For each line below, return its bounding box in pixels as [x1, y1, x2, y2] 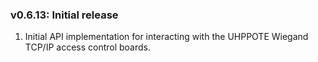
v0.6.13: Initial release [10, 8, 119, 22]
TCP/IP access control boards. [24, 41, 152, 53]
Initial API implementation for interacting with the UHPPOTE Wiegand [24, 31, 309, 43]
